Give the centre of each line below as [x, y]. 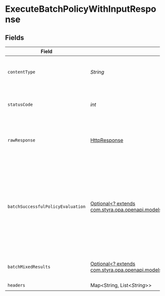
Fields [15, 38]
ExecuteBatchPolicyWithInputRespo [81, 9]
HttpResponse [107, 140]
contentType [22, 72]
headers [16, 285]
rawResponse [22, 140]
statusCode [20, 104]
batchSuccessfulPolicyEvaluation [47, 207]
